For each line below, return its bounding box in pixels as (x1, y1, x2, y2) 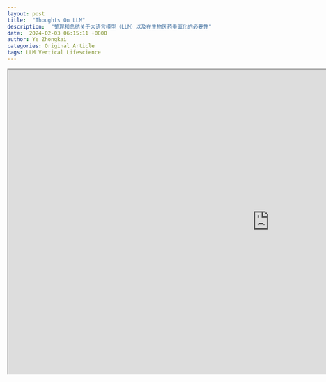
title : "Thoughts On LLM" (7, 17, 86, 24)
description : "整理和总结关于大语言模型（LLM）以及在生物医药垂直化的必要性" (7, 23, 212, 30)
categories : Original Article (7, 42, 95, 49)
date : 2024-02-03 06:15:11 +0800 (7, 29, 108, 37)
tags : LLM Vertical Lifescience (7, 49, 101, 56)
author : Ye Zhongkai (7, 36, 68, 43)
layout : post (7, 10, 45, 17)
